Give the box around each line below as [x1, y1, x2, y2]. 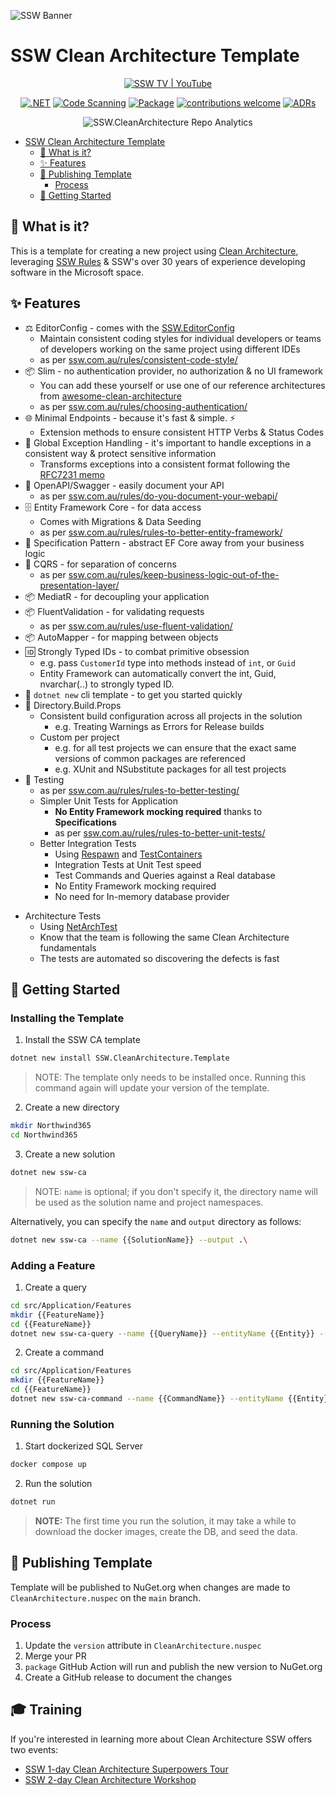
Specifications [54, 816, 117, 828]
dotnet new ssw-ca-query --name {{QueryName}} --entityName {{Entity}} [10, 1328, 315, 1339]
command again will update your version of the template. [34, 1082, 270, 1094]
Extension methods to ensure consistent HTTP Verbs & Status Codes [39, 426, 325, 438]
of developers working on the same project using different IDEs [39, 343, 301, 355]
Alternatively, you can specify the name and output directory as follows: [10, 1215, 302, 1227]
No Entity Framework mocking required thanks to [54, 805, 263, 817]
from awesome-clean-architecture [39, 390, 182, 402]
